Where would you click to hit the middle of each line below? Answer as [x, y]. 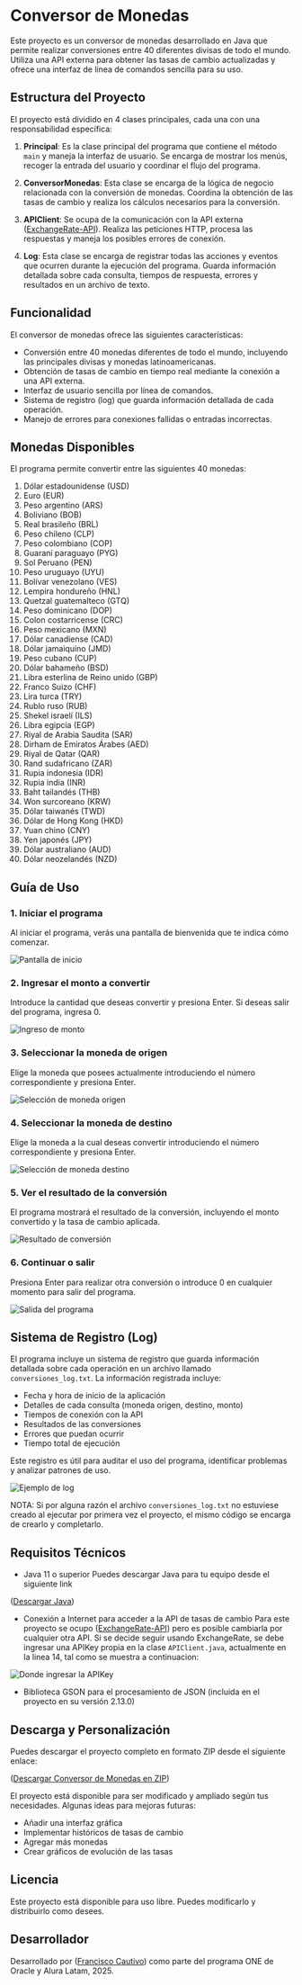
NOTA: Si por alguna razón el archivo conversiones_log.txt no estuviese [145, 1505]
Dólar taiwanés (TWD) [64, 812]
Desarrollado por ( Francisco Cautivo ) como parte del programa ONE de [142, 1961]
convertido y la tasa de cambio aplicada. [85, 1222]
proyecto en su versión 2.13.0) [79, 1702]
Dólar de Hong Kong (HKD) [73, 821]
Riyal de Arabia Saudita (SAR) [78, 735]
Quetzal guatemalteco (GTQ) [76, 601]
